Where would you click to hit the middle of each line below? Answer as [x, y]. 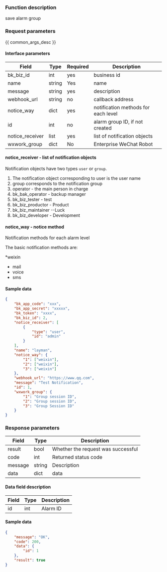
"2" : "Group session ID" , [50, 401]
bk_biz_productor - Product [41, 205]
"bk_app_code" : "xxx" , [38, 304]
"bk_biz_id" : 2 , [31, 318]
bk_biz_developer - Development [46, 215]
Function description [31, 7]
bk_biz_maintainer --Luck [39, 210]
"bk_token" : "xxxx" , [35, 313]
